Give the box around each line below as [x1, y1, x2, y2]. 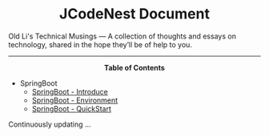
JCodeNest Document [58, 5, 211, 23]
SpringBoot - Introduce [31, 87, 108, 96]
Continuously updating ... [8, 119, 91, 129]
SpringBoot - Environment [31, 95, 118, 105]
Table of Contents [103, 62, 166, 72]
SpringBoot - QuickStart [31, 103, 112, 113]
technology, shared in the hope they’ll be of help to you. [8, 39, 192, 49]
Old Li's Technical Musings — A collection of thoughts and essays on [8, 31, 236, 41]
